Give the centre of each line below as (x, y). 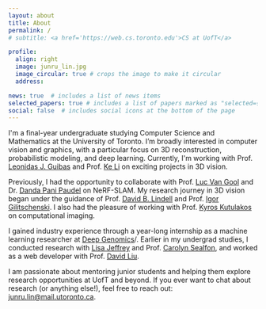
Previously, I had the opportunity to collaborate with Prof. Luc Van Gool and (131, 182)
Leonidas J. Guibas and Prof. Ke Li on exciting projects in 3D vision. (118, 166)
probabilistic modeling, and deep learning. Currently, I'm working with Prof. (131, 158)
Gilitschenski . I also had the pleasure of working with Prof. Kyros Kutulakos (130, 208)
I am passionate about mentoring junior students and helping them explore (129, 272)
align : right (37, 59)
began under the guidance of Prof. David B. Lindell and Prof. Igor (114, 199)
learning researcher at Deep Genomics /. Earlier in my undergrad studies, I (128, 239)
